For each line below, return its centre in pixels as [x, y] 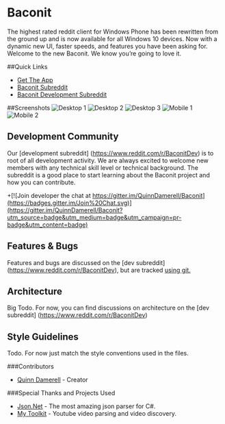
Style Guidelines [43, 337]
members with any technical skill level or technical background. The [103, 167]
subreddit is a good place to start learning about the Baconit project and [108, 175]
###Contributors [31, 366]
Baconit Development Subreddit [62, 95]
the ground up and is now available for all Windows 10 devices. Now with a [112, 38]
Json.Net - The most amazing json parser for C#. [86, 406]
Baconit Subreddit [42, 87]
